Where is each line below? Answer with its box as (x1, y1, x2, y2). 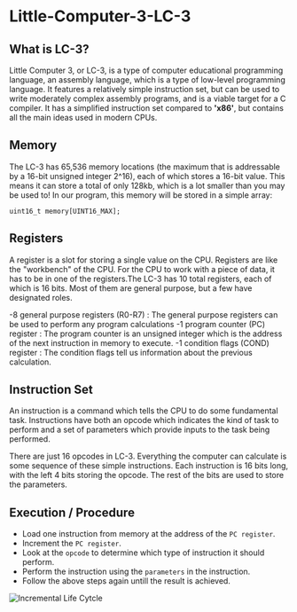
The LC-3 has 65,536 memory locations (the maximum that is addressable (9, 161, 281, 172)
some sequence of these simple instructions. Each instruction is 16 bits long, (9, 460, 289, 471)
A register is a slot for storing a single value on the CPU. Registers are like (9, 255, 278, 265)
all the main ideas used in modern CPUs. (9, 113, 158, 122)
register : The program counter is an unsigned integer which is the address (9, 328, 283, 339)
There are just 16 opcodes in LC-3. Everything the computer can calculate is (9, 451, 287, 462)
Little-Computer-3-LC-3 (9, 6, 191, 27)
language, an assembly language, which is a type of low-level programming (9, 75, 285, 85)
